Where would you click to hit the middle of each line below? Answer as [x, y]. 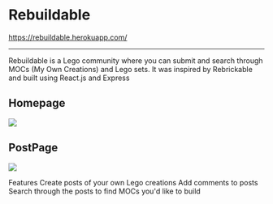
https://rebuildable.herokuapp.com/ [68, 37]
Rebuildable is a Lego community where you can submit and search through [136, 60]
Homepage [37, 103]
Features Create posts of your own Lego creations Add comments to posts [133, 182]
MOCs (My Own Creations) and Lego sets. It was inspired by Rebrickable [131, 69]
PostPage [33, 148]
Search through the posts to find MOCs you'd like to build [104, 191]
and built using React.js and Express [69, 78]
